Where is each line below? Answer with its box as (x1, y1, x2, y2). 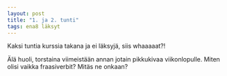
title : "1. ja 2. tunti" (7, 17, 79, 23)
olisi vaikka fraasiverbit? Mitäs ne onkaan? (7, 63, 128, 71)
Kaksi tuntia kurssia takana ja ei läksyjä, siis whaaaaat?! (7, 42, 166, 50)
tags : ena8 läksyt (7, 23, 60, 30)
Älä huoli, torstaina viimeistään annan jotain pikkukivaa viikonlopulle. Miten (7, 55, 221, 64)
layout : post (7, 10, 45, 17)
